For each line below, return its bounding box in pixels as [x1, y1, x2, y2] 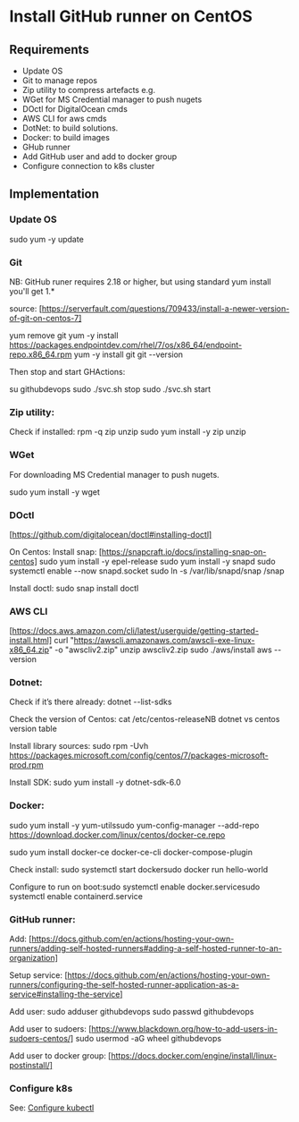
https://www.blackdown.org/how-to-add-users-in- [91, 1024, 278, 1034]
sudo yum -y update [9, 234, 85, 244]
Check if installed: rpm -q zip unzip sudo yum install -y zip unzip [9, 427, 247, 438]
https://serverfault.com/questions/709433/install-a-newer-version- [41, 302, 290, 314]
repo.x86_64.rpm [9, 349, 72, 360]
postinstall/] [9, 1060, 54, 1071]
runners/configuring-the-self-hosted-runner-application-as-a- [9, 980, 239, 990]
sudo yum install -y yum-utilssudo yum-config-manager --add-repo [9, 820, 260, 830]
